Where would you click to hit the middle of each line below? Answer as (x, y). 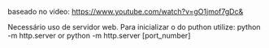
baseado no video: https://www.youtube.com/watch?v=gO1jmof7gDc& (126, 12)
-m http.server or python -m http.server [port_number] (99, 36)
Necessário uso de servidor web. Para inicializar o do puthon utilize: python (134, 27)
